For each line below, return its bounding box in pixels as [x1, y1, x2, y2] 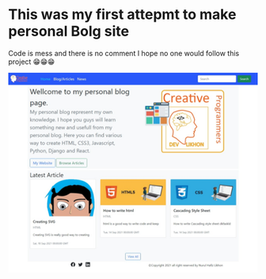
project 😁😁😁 [8, 57, 55, 66]
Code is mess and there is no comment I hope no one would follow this [8, 48, 240, 58]
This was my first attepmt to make [8, 6, 237, 24]
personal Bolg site [8, 22, 130, 40]
